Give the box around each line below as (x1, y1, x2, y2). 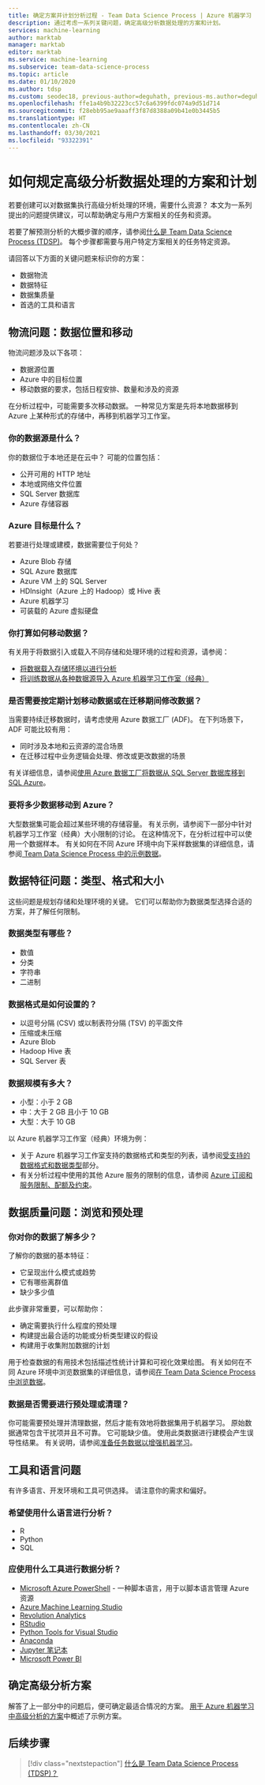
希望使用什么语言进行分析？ (8, 1508, 114, 1519)
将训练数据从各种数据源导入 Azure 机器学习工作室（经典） (19, 674, 209, 683)
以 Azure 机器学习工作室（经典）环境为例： (8, 1134, 149, 1144)
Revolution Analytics (19, 1610, 87, 1620)
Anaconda (19, 1636, 54, 1645)
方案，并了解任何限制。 (8, 906, 84, 916)
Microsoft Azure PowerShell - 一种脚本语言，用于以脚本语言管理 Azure (19, 1583, 250, 1592)
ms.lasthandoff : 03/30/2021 (8, 129, 101, 137)
